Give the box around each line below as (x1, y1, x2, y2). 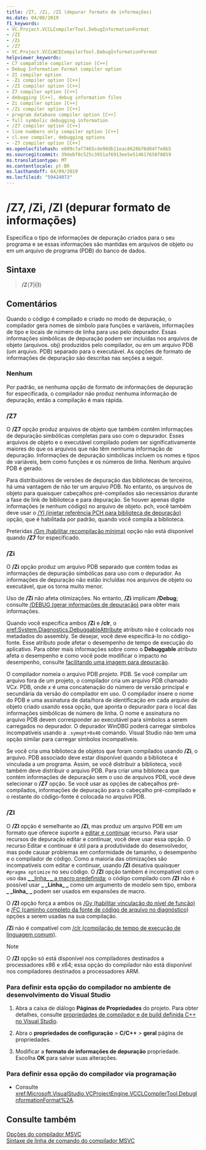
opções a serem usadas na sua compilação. (6, 912, 118, 920)
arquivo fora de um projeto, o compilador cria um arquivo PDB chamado (6, 677, 188, 684)
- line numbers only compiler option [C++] (6, 129, 120, 135)
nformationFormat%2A (15, 1097, 74, 1104)
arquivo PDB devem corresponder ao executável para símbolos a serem (6, 716, 188, 723)
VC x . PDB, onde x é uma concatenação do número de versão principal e (6, 684, 189, 691)
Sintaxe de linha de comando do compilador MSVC (6, 1137, 135, 1144)
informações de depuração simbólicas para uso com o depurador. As (6, 569, 181, 577)
